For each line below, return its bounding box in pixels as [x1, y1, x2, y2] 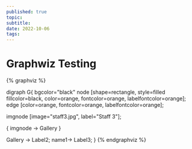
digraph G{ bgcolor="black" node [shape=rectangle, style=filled [6, 88, 166, 96]
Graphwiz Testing [6, 57, 97, 71]
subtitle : [6, 20, 31, 26]
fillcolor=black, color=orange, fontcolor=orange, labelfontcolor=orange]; [6, 95, 187, 102]
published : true [6, 8, 47, 15]
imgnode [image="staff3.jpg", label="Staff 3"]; [6, 113, 122, 120]
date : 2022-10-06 [6, 25, 50, 32]
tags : [6, 31, 20, 37]
